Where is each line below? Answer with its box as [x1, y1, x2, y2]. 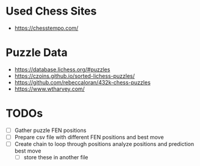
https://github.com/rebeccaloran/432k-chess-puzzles [14, 78, 151, 86]
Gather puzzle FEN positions [14, 126, 87, 134]
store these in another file [23, 154, 88, 161]
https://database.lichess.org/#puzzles [14, 66, 110, 73]
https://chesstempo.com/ [14, 24, 79, 32]
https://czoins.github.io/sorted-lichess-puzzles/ [14, 72, 135, 80]
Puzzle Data [5, 46, 68, 60]
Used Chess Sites [5, 4, 97, 18]
